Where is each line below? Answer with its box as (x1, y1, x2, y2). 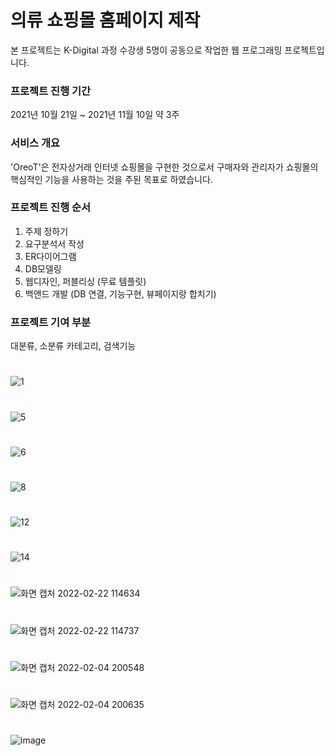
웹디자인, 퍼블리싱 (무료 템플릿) (24, 275, 147, 287)
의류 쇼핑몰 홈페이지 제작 (10, 9, 201, 32)
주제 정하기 (24, 225, 69, 237)
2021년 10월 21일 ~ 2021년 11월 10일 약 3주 (10, 109, 180, 121)
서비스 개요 (10, 136, 61, 150)
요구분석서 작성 (24, 237, 85, 250)
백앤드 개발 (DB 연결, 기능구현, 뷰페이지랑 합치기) (24, 287, 217, 300)
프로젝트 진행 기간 (10, 84, 92, 98)
